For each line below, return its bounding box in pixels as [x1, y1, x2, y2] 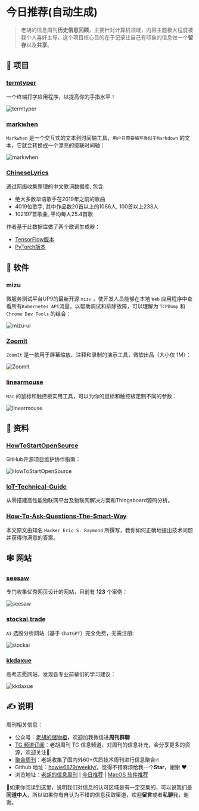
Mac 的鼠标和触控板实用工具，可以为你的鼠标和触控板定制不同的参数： [6, 392, 178, 400]
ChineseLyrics [6, 168, 49, 177]
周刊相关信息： [6, 721, 43, 728]
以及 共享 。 [26, 41, 52, 48]
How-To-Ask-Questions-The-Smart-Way [6, 512, 127, 520]
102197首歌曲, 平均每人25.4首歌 [14, 210, 94, 218]
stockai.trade [6, 615, 46, 623]
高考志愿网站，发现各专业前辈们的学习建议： [6, 671, 116, 678]
